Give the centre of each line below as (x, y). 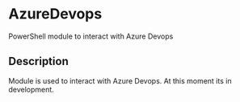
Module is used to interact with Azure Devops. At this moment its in (120, 80)
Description (38, 61)
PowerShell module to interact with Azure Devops (91, 36)
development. (31, 89)
